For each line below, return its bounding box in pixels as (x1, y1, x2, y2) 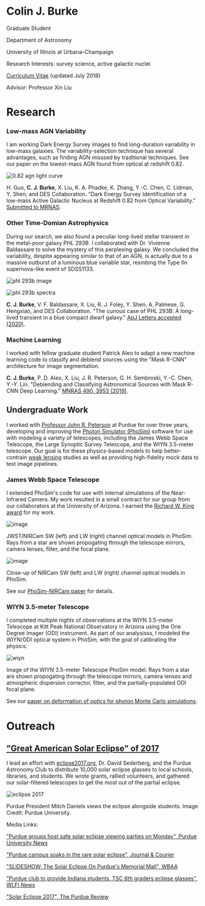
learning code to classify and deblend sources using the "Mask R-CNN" (6, 356, 187, 363)
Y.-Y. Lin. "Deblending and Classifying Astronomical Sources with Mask (6, 381, 186, 388)
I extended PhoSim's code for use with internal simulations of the (6, 489, 170, 496)
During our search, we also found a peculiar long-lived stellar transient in (6, 232, 190, 240)
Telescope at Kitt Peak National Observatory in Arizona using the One (6, 623, 181, 630)
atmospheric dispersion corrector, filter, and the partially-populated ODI (6, 679, 187, 687)
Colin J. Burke (6, 4, 78, 18)
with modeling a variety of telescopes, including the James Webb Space (6, 434, 188, 441)
